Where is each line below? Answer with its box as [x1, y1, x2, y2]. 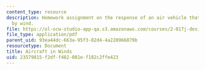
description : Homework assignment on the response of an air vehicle [6, 15, 187, 21]
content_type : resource [6, 9, 67, 15]
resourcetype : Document [6, 43, 67, 49]
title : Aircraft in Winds [6, 49, 72, 55]
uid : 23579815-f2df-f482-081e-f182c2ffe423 [6, 54, 119, 60]
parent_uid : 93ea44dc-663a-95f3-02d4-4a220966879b [6, 37, 138, 43]
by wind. [12, 20, 34, 26]
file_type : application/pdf [6, 32, 78, 38]
